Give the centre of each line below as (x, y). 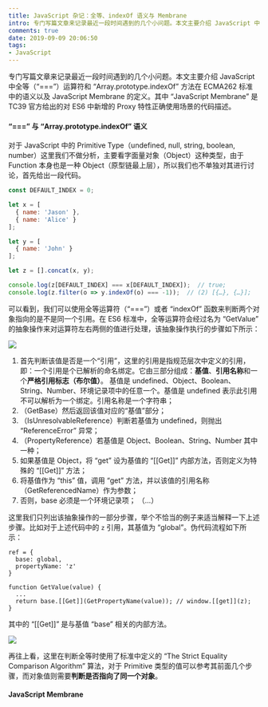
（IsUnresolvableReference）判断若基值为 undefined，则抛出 (121, 421)
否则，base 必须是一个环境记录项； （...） (89, 500)
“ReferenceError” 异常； (59, 430)
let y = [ (25, 241)
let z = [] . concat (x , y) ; (51, 271)
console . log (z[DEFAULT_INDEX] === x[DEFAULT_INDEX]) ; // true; (117, 285)
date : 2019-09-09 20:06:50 (53, 38)
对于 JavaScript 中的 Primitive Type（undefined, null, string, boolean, (122, 145)
